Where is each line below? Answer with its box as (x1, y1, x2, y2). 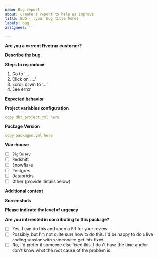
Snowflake (12, 162, 33, 168)
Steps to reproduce (5, 62, 44, 68)
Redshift (12, 156, 29, 162)
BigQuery (12, 151, 31, 157)
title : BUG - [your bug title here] (5, 16, 79, 21)
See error (12, 86, 31, 92)
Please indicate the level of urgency (5, 207, 79, 213)
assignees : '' (5, 25, 34, 30)
